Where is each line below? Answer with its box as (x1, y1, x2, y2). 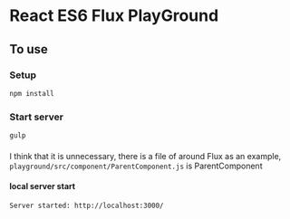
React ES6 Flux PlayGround (9, 5, 219, 26)
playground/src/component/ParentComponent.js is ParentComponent (9, 160, 263, 171)
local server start (9, 181, 75, 192)
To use (9, 42, 48, 57)
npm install (9, 89, 54, 98)
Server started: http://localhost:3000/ (9, 201, 165, 210)
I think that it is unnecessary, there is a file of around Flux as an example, (9, 150, 282, 161)
